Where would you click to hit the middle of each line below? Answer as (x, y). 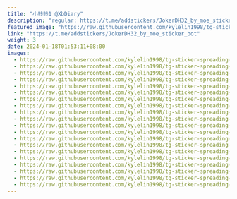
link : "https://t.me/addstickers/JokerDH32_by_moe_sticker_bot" (104, 34)
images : (19, 54)
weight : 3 (22, 40)
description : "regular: (42, 20)
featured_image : (31, 27)
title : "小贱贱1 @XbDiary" (45, 14)
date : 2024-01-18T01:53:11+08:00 (56, 47)
